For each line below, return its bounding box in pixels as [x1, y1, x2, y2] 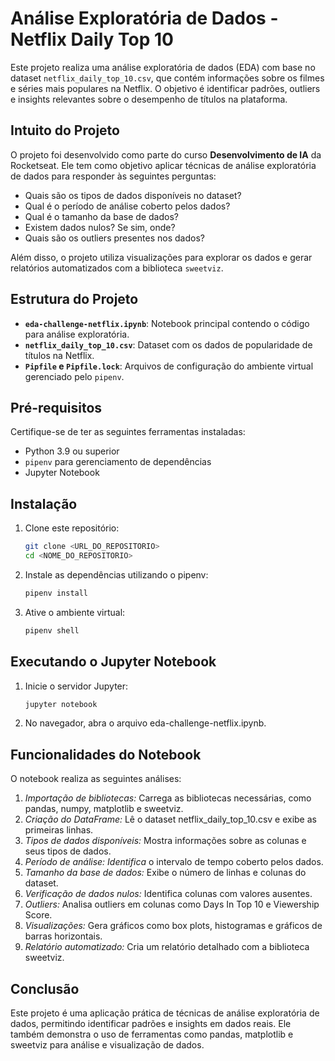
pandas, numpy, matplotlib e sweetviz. [24, 803, 184, 815]
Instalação [10, 495, 78, 512]
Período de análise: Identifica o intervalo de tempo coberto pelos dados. [24, 856, 324, 868]
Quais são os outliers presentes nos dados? [24, 232, 205, 244]
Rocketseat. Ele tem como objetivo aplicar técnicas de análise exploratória [10, 159, 317, 171]
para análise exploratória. [24, 328, 130, 340]
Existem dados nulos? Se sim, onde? [24, 221, 176, 233]
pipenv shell [24, 625, 80, 636]
